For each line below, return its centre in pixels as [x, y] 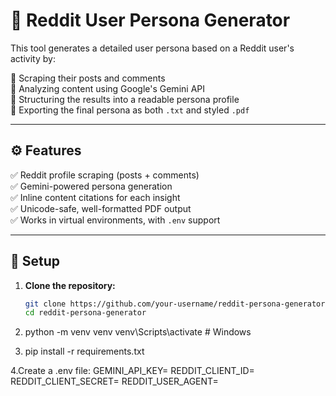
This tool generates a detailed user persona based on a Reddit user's [152, 48]
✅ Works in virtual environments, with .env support [115, 220]
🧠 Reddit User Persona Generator [150, 20]
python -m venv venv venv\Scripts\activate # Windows [138, 332]
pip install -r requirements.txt [84, 351]
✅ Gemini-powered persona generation [91, 186]
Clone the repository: [70, 285]
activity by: [33, 58]
